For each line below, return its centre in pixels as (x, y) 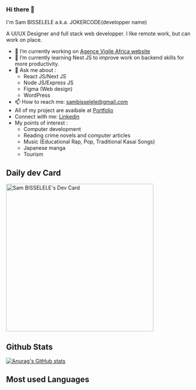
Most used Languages (48, 380)
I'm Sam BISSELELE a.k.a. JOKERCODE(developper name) (77, 22)
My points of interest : (41, 123)
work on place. (24, 40)
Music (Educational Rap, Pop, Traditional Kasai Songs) (89, 142)
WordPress (37, 95)
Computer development (52, 129)
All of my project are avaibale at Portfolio (64, 110)
